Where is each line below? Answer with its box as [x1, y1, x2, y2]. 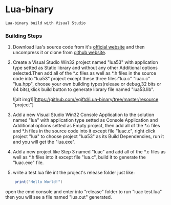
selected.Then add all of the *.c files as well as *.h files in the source [12, 70, 156, 76]
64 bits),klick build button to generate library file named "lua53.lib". [12, 86, 155, 93]
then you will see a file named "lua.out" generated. [5, 194, 112, 200]
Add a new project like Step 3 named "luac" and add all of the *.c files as [12, 149, 166, 155]
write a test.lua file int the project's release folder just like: [12, 170, 135, 176]
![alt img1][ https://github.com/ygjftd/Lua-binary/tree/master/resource [12, 96, 159, 103]
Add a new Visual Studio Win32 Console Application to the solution [12, 111, 155, 118]
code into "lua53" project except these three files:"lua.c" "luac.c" [12, 76, 151, 82]
